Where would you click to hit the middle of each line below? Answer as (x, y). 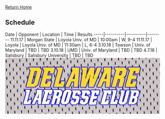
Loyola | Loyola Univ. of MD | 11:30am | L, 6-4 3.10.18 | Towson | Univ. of (78, 45)
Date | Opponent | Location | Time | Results (49, 34)
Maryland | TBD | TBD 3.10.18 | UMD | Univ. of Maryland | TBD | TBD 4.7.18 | (81, 50)
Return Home (18, 7)
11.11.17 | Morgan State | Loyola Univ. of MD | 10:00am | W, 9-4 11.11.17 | (81, 39)
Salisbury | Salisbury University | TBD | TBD (49, 55)
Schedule (20, 22)
